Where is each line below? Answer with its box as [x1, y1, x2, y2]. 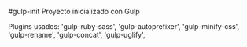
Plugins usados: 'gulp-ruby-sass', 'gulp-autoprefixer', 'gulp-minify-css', [8, 22, 240, 31]
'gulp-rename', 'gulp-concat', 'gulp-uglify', [8, 31, 146, 39]
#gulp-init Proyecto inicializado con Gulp [8, 7, 140, 16]
